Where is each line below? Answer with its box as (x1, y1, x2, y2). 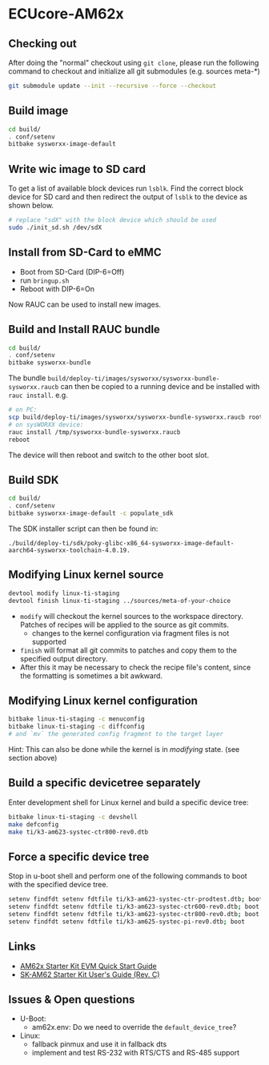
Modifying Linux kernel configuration (8, 693, 199, 707)
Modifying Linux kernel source (8, 568, 164, 581)
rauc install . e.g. (8, 390, 68, 400)
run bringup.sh (19, 275, 70, 285)
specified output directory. (19, 653, 108, 663)
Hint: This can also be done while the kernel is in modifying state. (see (8, 744, 240, 754)
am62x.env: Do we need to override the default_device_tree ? (31, 1023, 237, 1032)
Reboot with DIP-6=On (19, 283, 94, 293)
